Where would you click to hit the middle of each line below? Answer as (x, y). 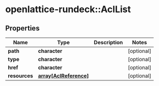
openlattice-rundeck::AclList (68, 9)
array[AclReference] (64, 76)
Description (108, 42)
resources (20, 76)
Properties (22, 28)
